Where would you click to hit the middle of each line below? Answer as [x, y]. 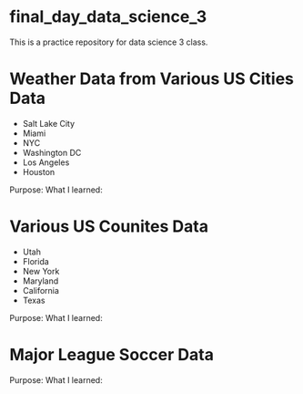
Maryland [40, 281]
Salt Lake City [49, 123]
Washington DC [52, 152]
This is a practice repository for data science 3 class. [109, 42]
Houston [39, 171]
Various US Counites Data [109, 227]
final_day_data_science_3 [108, 17]
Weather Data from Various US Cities [151, 79]
